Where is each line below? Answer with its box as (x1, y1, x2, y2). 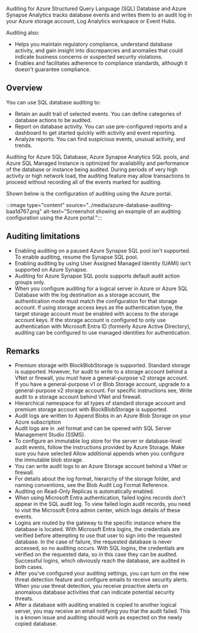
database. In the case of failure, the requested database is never (14, 538, 173, 545)
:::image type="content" (6, 201, 65, 208)
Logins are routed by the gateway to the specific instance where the (14, 519, 181, 527)
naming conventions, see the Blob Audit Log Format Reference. (14, 482, 169, 489)
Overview (6, 83, 43, 93)
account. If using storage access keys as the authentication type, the (14, 304, 183, 311)
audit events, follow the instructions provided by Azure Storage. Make (14, 444, 185, 451)
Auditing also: (6, 29, 40, 36)
